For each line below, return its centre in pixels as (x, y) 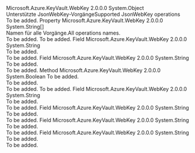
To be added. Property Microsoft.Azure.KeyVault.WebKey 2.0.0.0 (85, 21)
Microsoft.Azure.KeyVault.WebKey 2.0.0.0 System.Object (75, 8)
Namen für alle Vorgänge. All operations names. (63, 33)
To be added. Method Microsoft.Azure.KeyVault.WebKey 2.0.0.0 (83, 70)
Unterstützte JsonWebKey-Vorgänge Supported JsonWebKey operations (93, 14)
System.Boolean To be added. (43, 76)
